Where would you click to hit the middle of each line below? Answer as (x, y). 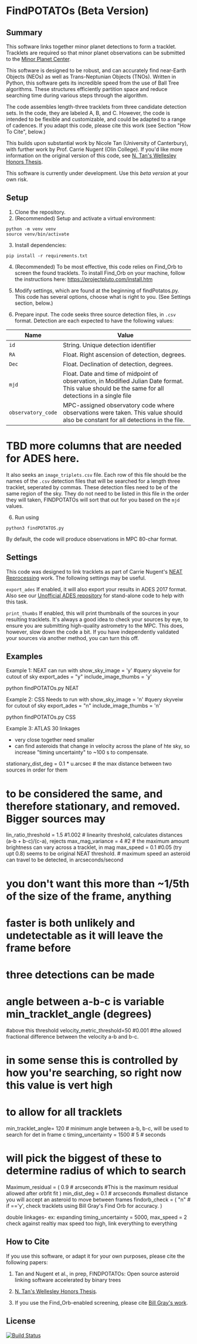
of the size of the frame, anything (89, 896)
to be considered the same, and (84, 794)
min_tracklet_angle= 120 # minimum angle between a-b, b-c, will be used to (98, 1128)
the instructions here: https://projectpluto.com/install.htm (84, 279)
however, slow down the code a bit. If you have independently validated (93, 632)
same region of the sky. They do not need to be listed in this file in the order (98, 493)
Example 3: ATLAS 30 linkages (43, 729)
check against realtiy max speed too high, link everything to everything (92, 1223)
